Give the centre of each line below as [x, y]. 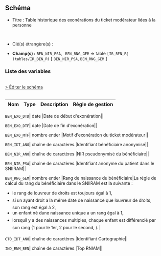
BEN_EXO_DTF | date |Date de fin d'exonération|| [51, 126]
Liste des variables [28, 71]
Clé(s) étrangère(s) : [33, 44]
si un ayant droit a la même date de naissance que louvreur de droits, [82, 200]
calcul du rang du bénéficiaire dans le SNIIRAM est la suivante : [69, 183]
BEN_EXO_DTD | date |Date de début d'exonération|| [54, 116]
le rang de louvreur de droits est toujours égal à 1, [62, 193]
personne [22, 25]
